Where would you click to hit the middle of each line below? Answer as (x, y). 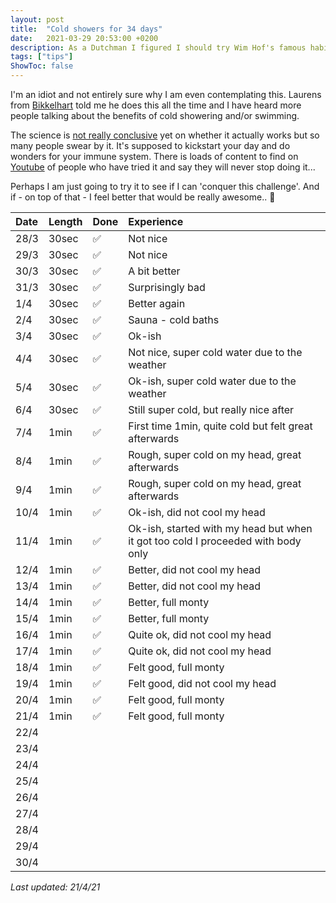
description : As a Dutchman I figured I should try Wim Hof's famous (158, 47)
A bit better (154, 271)
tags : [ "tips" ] (42, 57)
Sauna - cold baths (174, 319)
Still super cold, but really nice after (211, 409)
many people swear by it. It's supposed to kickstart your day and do (150, 145)
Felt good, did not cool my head (202, 683)
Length (65, 221)
